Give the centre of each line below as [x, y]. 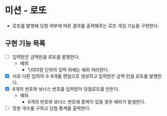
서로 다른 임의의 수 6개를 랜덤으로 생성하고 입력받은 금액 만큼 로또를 [80, 76]
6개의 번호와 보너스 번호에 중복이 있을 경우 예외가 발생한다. [87, 102]
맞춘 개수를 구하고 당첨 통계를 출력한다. [51, 108]
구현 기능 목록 [25, 43]
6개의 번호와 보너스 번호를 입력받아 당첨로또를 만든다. [66, 89]
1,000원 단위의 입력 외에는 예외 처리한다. [68, 69]
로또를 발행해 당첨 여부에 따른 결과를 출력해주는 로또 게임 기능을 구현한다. [86, 26]
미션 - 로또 [26, 11]
